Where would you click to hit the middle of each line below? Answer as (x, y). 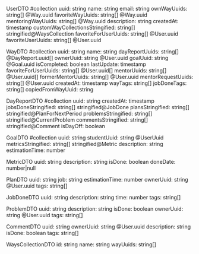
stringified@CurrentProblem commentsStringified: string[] (77, 120)
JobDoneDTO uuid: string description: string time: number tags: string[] (94, 197)
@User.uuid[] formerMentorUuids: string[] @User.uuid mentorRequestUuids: (100, 77)
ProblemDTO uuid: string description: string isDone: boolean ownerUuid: (95, 209)
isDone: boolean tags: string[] (42, 233)
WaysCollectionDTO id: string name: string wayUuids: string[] (81, 245)
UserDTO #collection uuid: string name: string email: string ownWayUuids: (97, 9)
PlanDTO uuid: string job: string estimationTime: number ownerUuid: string (97, 180)
